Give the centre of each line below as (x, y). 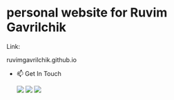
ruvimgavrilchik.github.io (42, 59)
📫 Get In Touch (39, 73)
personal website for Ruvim (87, 13)
